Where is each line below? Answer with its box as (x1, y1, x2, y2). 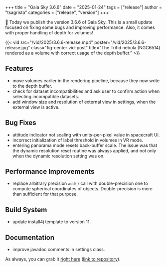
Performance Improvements (5, 167, 95, 176)
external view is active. (12, 104, 60, 110)
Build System (5, 205, 47, 214)
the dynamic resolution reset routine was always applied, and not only (12, 147, 157, 153)
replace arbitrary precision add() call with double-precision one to (12, 180, 148, 186)
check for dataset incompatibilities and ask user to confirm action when (12, 88, 160, 94)
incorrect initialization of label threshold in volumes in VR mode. (12, 137, 144, 143)
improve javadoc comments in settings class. (12, 247, 105, 253)
